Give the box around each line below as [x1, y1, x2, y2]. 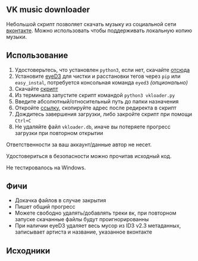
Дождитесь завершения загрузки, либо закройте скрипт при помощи [14, 110, 192, 118]
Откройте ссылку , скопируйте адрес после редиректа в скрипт [14, 104, 177, 111]
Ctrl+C [14, 118, 32, 124]
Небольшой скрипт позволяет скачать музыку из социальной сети [6, 20, 177, 27]
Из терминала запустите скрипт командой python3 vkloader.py [14, 92, 175, 99]
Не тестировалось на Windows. [6, 163, 86, 171]
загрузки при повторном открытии [14, 129, 103, 136]
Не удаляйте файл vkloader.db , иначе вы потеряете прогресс [14, 123, 171, 130]
